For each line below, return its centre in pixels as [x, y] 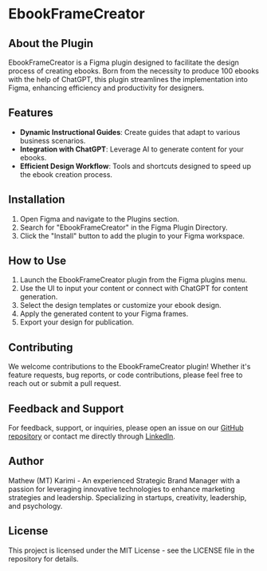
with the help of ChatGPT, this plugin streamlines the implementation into [128, 79]
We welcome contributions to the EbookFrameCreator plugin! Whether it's [130, 367]
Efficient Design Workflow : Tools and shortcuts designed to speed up [135, 166]
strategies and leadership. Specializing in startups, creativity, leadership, [128, 497]
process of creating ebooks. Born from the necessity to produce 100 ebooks [133, 71]
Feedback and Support [66, 409]
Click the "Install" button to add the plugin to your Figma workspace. [132, 235]
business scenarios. [53, 140]
